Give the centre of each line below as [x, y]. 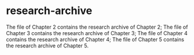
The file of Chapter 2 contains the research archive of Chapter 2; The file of [97, 27]
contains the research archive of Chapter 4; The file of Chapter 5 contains [95, 39]
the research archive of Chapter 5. [47, 46]
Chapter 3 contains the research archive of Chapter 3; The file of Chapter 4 [97, 33]
